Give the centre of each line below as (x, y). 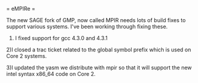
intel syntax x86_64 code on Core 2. (51, 74)
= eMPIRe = (21, 9)
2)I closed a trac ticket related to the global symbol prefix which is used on (99, 50)
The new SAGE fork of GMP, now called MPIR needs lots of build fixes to (96, 20)
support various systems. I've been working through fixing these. (87, 27)
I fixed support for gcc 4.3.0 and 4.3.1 (61, 38)
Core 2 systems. (26, 56)
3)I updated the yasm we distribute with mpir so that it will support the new (99, 67)
